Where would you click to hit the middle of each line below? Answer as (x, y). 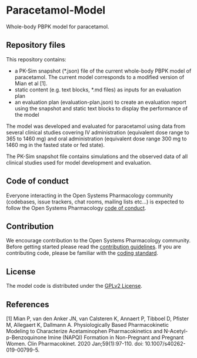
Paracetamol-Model (56, 10)
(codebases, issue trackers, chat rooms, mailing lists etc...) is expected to (95, 202)
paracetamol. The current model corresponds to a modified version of (99, 77)
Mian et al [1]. (31, 83)
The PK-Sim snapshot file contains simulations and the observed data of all (97, 156)
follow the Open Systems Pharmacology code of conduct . (76, 208)
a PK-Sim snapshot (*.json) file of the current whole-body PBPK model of (103, 71)
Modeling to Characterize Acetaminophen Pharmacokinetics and (84, 331)
